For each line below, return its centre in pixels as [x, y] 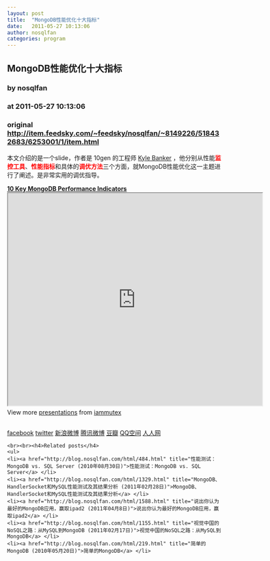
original [20, 125]
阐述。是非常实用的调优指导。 [61, 174]
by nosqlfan [27, 88]
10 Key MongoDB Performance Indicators [67, 188]
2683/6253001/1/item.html [53, 142]
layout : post [26, 13]
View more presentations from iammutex [64, 412]
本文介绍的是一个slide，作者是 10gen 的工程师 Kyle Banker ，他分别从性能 [111, 157]
